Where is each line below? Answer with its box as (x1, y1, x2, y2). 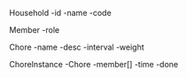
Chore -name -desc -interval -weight (9, 42, 144, 52)
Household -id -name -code (9, 8, 113, 18)
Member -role (9, 25, 60, 35)
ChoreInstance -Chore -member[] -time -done (9, 59, 179, 69)
